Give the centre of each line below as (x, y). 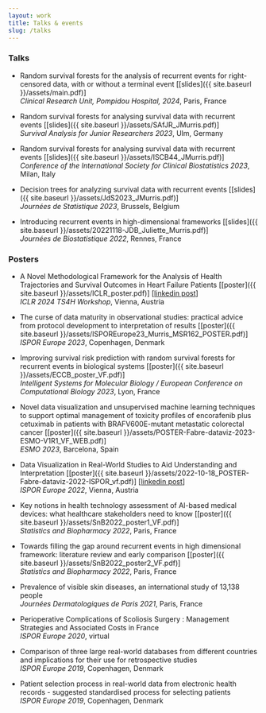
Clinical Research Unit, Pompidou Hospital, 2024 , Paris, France (123, 101)
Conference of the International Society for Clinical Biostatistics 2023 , (135, 165)
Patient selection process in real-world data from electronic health (128, 684)
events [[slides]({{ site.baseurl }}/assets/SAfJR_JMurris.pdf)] (120, 125)
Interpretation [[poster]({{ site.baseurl (82, 473)
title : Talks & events (46, 23)
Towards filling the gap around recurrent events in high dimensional (130, 546)
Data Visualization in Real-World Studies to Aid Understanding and (128, 464)
